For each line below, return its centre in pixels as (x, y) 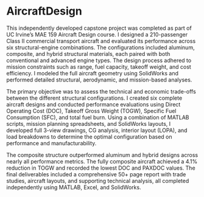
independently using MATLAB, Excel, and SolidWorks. (74, 187)
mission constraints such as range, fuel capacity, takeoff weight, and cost (99, 67)
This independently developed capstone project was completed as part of (99, 28)
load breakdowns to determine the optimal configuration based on (89, 137)
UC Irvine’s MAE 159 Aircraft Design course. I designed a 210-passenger (97, 34)
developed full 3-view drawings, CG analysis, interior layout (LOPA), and (97, 130)
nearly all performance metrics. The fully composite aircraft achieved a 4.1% (102, 161)
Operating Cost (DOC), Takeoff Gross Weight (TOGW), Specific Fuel (91, 111)
